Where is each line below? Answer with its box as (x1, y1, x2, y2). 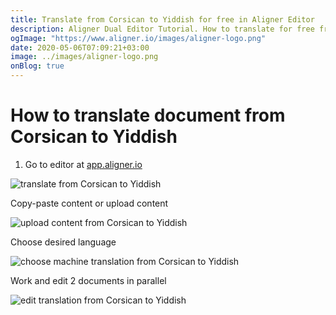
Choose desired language (10, 236, 117, 248)
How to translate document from (10, 104, 286, 127)
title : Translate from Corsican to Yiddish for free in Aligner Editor (10, 14, 315, 25)
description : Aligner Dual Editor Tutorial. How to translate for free (10, 24, 315, 34)
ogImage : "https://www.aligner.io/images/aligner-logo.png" (10, 33, 267, 43)
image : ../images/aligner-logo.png (10, 52, 159, 62)
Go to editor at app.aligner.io (24, 158, 143, 170)
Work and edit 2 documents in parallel (10, 274, 167, 286)
